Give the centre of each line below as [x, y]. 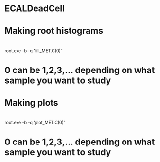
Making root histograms [54, 31]
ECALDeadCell [35, 9]
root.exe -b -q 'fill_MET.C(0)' [33, 50]
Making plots [32, 102]
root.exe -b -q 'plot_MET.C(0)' [35, 123]
